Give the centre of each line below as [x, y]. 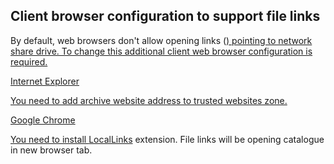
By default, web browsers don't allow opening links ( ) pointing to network [161, 40]
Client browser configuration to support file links [165, 16]
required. [29, 61]
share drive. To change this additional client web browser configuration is [161, 51]
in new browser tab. [51, 150]
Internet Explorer [45, 81]
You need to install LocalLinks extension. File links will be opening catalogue [167, 139]
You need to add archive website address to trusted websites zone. [149, 100]
